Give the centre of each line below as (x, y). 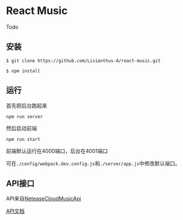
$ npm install (23, 71)
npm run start (23, 139)
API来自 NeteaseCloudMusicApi (44, 199)
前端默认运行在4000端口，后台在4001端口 (57, 151)
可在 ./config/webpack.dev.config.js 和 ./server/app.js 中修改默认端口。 (93, 163)
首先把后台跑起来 (27, 105)
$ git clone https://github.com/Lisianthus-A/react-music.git (83, 61)
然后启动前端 (21, 128)
